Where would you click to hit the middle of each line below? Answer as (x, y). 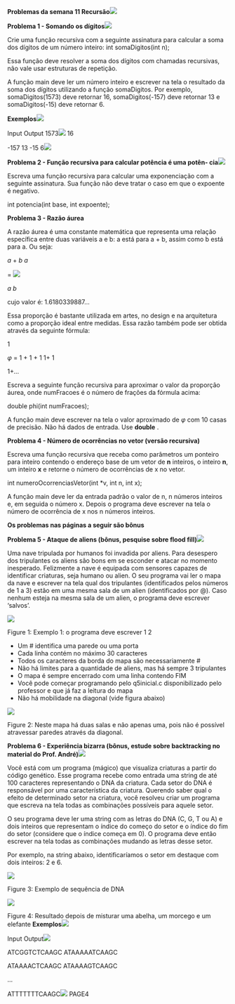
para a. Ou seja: (30, 247)
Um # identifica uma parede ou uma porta (78, 646)
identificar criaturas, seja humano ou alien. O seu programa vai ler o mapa (114, 575)
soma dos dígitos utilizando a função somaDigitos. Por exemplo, (100, 89)
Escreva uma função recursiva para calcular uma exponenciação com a (111, 176)
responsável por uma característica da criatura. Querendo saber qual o (110, 790)
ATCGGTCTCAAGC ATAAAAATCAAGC (62, 952)
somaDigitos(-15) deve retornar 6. (56, 104)
